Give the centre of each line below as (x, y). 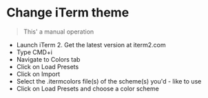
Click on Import (38, 74)
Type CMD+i (34, 52)
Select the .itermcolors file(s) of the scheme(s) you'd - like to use (109, 81)
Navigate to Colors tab (48, 59)
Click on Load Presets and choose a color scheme (87, 88)
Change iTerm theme (68, 13)
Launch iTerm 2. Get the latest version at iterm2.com (91, 45)
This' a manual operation (59, 32)
